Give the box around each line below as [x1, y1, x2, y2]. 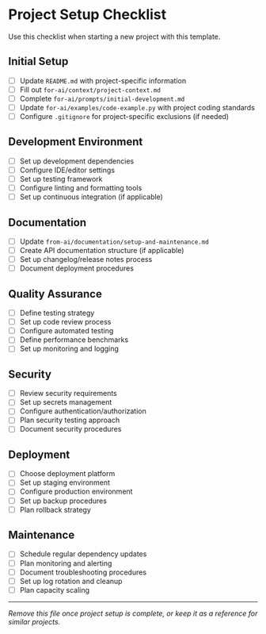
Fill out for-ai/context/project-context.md [19, 85, 161, 94]
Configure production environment [19, 486, 133, 497]
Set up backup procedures [19, 496, 107, 505]
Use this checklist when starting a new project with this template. [8, 32, 221, 41]
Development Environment [8, 135, 143, 148]
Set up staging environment [19, 478, 111, 487]
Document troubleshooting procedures [19, 567, 147, 577]
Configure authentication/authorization [19, 406, 146, 416]
